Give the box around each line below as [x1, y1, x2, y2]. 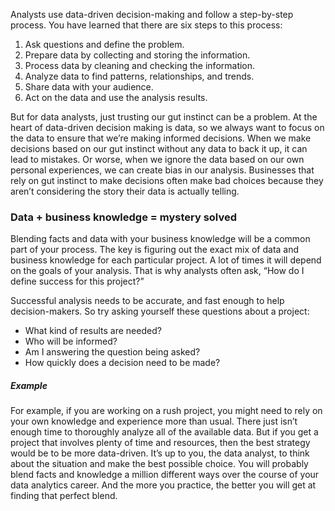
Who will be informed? [24, 335, 118, 348]
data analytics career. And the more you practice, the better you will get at [10, 479, 317, 491]
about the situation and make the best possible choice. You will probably [10, 458, 309, 470]
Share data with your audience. [24, 81, 154, 93]
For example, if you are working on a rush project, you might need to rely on [10, 405, 323, 417]
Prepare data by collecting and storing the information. [24, 49, 251, 61]
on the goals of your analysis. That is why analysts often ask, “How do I [10, 265, 305, 277]
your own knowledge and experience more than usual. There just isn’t [10, 415, 298, 428]
